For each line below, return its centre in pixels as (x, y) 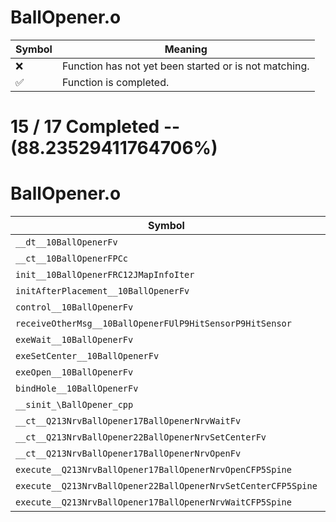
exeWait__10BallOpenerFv (74, 340)
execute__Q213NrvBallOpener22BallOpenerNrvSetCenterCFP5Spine (166, 486)
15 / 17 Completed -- (95, 127)
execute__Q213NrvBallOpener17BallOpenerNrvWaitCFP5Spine (153, 502)
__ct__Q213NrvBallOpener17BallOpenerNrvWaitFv (128, 421)
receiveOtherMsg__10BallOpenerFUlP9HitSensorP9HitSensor (153, 324)
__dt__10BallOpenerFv (66, 242)
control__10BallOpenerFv (74, 307)
